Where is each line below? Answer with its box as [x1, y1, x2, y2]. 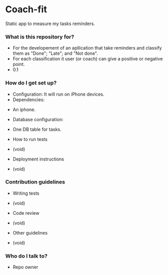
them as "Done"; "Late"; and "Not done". [12, 50, 98, 57]
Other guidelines [12, 230, 48, 236]
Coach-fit [5, 4, 47, 15]
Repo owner [12, 264, 38, 270]
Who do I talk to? [5, 252, 48, 259]
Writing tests [12, 190, 40, 196]
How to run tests [12, 136, 48, 142]
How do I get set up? [5, 79, 57, 86]
